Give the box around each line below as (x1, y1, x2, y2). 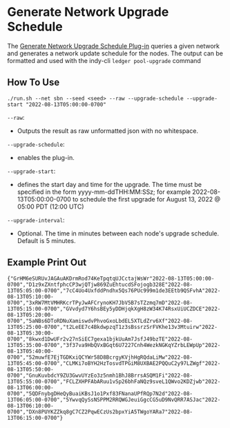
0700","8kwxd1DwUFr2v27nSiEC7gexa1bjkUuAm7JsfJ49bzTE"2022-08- (7, 335, 193, 343)
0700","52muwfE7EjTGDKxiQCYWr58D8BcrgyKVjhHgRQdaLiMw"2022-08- (7, 354, 193, 361)
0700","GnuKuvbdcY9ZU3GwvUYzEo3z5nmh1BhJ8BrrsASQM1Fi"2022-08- (7, 372, 193, 379)
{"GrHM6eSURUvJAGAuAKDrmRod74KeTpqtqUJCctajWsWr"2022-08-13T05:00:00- (7, 275, 215, 282)
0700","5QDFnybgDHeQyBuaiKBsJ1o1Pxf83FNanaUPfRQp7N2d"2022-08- (7, 390, 193, 397)
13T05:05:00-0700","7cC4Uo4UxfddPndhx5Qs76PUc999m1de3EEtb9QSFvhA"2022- (7, 287, 221, 294)
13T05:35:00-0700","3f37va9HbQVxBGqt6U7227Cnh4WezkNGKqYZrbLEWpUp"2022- (7, 341, 221, 348)
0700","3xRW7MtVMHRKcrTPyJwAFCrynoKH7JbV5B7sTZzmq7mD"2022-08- (7, 299, 193, 306)
